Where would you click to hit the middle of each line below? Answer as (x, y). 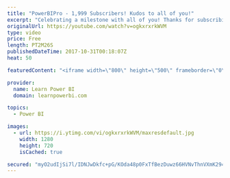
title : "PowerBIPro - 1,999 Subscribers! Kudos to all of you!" (101, 13)
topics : (18, 108)
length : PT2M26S (30, 45)
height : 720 (36, 145)
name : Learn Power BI (44, 89)
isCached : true (41, 152)
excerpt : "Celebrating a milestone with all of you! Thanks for (101, 20)
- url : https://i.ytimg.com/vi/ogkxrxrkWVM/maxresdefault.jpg (104, 133)
